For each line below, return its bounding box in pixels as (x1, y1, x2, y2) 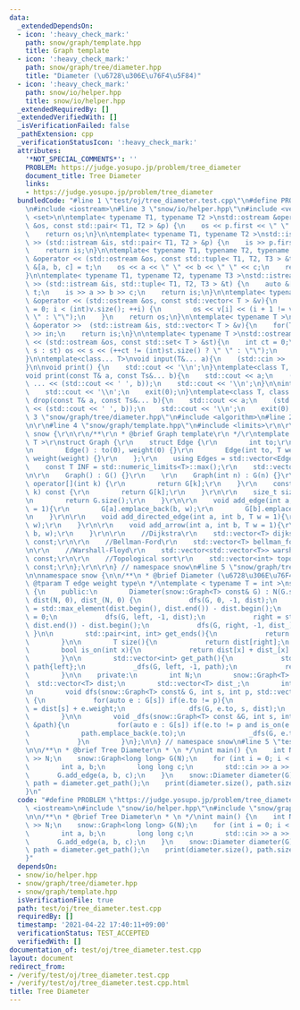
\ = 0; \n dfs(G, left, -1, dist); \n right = (25, 612, 281, 621)
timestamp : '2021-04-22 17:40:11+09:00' (17, 920, 170, 929)
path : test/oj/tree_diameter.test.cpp (17, 903, 162, 913)
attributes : (17, 146, 62, 155)
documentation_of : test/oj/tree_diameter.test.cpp (9, 946, 202, 954)
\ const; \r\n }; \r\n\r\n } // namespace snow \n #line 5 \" (25, 562, 238, 571)
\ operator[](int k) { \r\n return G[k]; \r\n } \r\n (25, 479, 257, 488)
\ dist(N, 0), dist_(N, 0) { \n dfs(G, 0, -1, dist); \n (25, 596, 278, 605)
